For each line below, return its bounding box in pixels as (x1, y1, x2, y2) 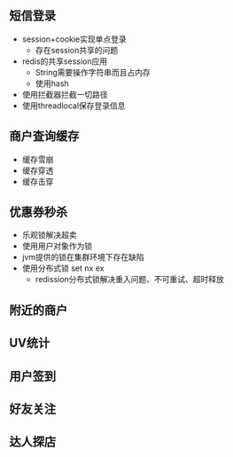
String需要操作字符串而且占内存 (35, 67, 151, 77)
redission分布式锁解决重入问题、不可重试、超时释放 (35, 274, 224, 285)
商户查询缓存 (9, 129, 80, 144)
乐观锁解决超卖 (21, 230, 77, 240)
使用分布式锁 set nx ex (21, 263, 105, 273)
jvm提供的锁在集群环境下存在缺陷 (21, 252, 144, 263)
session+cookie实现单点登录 (21, 34, 127, 44)
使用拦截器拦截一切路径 (21, 89, 108, 99)
